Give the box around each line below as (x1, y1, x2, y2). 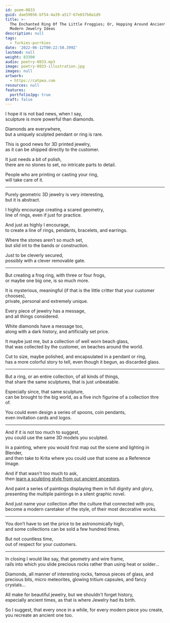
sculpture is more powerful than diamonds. (5, 116, 95, 122)
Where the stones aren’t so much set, (5, 237, 83, 243)
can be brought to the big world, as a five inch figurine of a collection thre (5, 394, 159, 400)
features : (5, 87, 26, 93)
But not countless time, (5, 536, 54, 542)
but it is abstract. (5, 197, 40, 203)
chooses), (5, 293, 26, 299)
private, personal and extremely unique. (5, 298, 89, 304)
